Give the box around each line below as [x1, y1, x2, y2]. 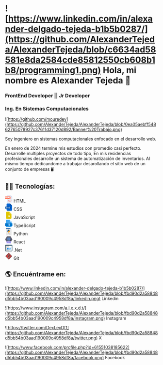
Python [13, 231, 28, 237]
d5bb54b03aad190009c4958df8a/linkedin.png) [5, 296, 101, 302]
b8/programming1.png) [5, 65, 101, 76]
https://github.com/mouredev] [8, 116, 68, 122]
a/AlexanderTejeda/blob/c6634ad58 [5, 44, 156, 55]
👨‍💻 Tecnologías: [5, 182, 55, 190]
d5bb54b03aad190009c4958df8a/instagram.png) [5, 316, 105, 321]
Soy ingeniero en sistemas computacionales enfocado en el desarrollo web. [5, 136, 157, 142]
